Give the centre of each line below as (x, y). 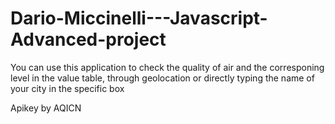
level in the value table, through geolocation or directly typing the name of (162, 78)
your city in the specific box (67, 88)
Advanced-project (88, 39)
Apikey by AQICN (46, 108)
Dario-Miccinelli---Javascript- (139, 18)
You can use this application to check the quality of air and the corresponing (167, 67)
